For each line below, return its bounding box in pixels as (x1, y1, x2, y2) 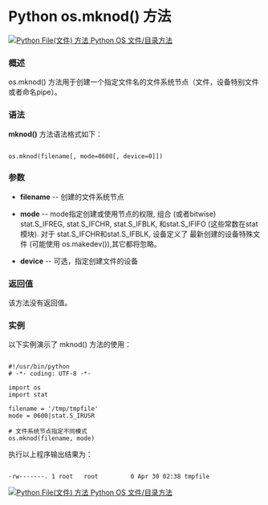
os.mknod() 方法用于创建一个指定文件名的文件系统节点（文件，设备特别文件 (8, 77, 259, 87)
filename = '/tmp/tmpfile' (8, 405, 99, 413)
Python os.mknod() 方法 (8, 7, 172, 26)
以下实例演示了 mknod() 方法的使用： (8, 340, 132, 349)
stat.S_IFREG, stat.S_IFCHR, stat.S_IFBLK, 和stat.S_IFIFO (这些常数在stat (19, 218, 258, 229)
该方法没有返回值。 (8, 298, 72, 307)
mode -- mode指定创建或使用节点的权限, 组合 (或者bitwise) (19, 209, 217, 218)
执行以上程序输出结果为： (8, 450, 93, 459)
